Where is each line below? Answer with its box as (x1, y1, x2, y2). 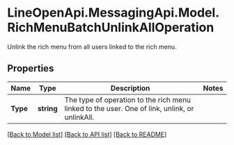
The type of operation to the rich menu (64, 95, 192, 105)
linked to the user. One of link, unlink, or (64, 103, 194, 113)
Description (110, 83, 150, 93)
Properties (7, 62, 54, 74)
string (37, 103, 58, 113)
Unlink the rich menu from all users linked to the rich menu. (7, 42, 177, 51)
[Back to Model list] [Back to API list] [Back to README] (7, 130, 167, 138)
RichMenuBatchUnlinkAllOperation (7, 19, 214, 35)
